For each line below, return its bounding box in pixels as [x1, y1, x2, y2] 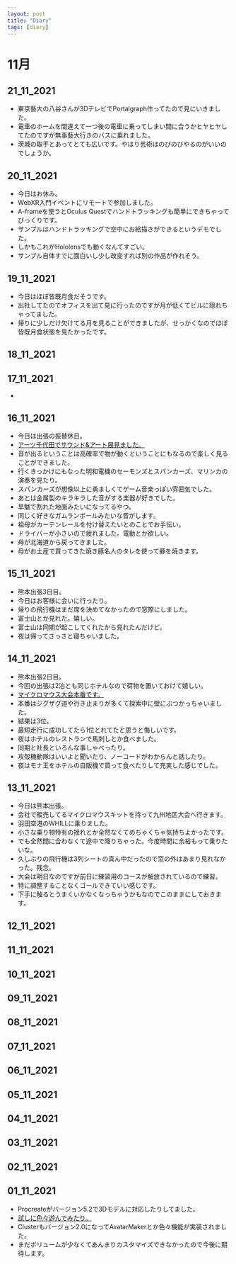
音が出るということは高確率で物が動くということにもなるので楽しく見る [17, 449, 228, 458]
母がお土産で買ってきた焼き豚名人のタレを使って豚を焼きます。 [17, 547, 203, 555]
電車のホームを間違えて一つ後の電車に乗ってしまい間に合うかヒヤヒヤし [17, 122, 228, 131]
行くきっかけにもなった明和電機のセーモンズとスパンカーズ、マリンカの [17, 467, 228, 475]
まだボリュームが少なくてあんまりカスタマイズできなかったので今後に [17, 1240, 222, 1248]
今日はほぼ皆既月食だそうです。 [17, 292, 111, 300]
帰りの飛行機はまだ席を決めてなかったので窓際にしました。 [17, 605, 191, 614]
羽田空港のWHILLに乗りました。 [17, 819, 112, 828]
